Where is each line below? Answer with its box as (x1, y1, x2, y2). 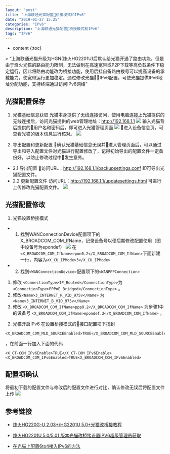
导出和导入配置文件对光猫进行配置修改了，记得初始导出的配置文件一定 (12, 148, 159, 154)
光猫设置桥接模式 (12, 215, 49, 221)
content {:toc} (12, 45, 42, 51)
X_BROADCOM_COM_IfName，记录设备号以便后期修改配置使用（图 (20, 237, 161, 244)
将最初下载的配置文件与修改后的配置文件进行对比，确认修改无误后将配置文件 (5, 384, 165, 390)
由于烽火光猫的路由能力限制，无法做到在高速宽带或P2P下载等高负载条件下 (5, 62, 160, 68)
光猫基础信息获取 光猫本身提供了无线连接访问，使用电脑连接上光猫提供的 (12, 111, 165, 117)
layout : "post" (5, 7, 37, 13)
